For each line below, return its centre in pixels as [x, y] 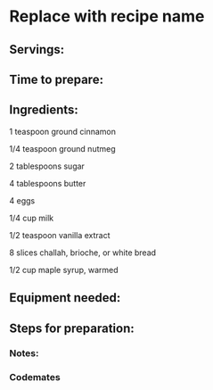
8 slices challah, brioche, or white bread [83, 253]
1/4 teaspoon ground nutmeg [62, 148]
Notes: [24, 353]
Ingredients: [44, 110]
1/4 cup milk [32, 218]
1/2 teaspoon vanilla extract [60, 235]
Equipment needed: [65, 298]
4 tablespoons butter [48, 183]
